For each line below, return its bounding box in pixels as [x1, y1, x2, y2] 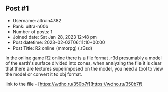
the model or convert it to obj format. [5, 71, 82, 77]
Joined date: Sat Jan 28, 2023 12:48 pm [12, 34, 97, 40]
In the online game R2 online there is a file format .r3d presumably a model [5, 55, 162, 61]
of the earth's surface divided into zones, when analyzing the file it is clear [5, 60, 162, 66]
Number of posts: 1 [12, 28, 53, 35]
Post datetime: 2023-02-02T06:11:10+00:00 [12, 39, 105, 45]
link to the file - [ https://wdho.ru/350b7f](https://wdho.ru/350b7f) [5, 81, 143, 87]
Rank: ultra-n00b [12, 23, 49, 29]
